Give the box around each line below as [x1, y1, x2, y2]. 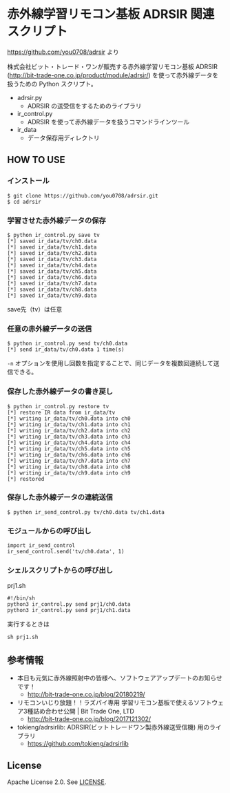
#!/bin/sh [7, 595, 36, 602]
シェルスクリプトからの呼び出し [7, 566, 114, 575]
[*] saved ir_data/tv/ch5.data [7, 267, 97, 275]
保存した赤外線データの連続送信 [7, 493, 114, 502]
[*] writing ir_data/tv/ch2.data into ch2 [7, 427, 131, 434]
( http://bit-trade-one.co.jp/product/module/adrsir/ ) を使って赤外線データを [7, 70, 219, 79]
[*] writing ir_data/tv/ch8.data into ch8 [7, 464, 131, 470]
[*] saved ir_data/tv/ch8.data [7, 286, 97, 293]
